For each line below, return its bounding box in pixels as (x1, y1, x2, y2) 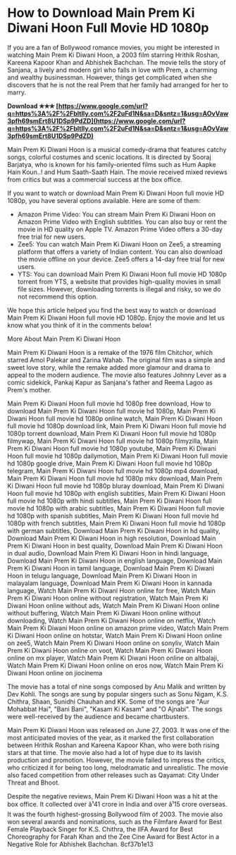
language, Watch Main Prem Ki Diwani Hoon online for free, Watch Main (7, 586, 216, 594)
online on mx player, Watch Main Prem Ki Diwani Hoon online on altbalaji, (7, 654, 219, 662)
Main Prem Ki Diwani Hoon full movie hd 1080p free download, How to (7, 399, 211, 408)
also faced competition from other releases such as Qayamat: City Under (7, 770, 220, 779)
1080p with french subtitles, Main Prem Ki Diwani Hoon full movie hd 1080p (7, 519, 226, 528)
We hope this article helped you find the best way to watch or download (7, 306, 216, 314)
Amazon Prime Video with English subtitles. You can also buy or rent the (17, 217, 228, 226)
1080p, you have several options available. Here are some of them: (7, 196, 201, 205)
